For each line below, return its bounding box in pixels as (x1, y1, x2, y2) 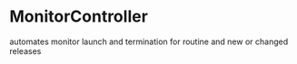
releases (9, 45, 42, 56)
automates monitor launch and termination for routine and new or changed (9, 36, 289, 47)
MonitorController (9, 6, 148, 27)
